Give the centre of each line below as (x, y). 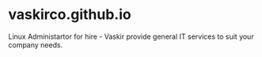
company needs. (36, 44)
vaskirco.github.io (70, 15)
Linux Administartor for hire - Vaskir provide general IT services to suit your (131, 36)
